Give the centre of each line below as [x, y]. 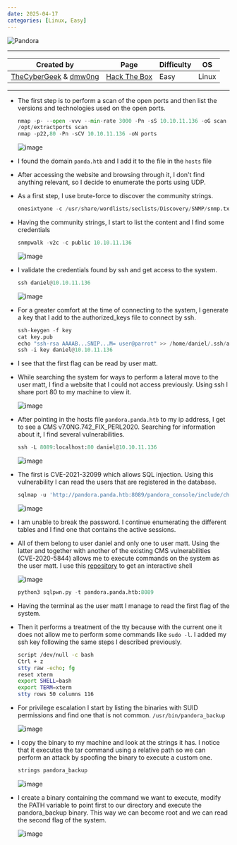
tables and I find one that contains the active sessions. [97, 529]
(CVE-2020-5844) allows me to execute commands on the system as [119, 558]
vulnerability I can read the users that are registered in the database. [117, 482]
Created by [55, 64]
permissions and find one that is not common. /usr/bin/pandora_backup [121, 715]
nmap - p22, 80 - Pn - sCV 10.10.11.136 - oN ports [87, 134]
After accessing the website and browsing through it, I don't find [111, 175]
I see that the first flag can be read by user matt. [88, 363]
